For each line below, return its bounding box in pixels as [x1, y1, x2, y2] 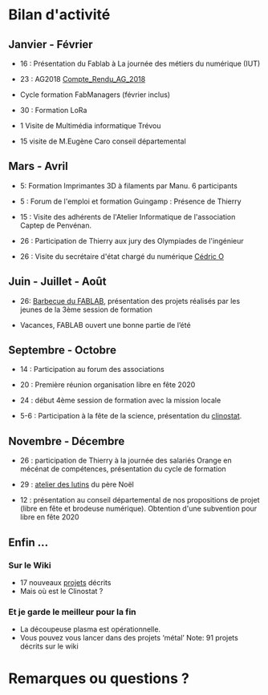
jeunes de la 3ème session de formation [19, 305, 152, 314]
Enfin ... [8, 535, 49, 549]
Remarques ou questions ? [8, 669, 190, 688]
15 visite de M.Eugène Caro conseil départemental [19, 136, 186, 146]
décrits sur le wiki [19, 641, 79, 651]
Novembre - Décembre [8, 434, 125, 448]
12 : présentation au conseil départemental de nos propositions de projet [19, 495, 260, 505]
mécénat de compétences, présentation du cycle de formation [19, 464, 226, 474]
